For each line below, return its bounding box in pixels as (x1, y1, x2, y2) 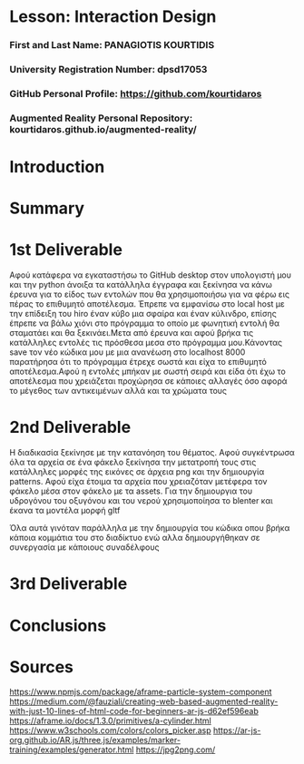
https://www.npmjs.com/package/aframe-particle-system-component (9, 687, 272, 698)
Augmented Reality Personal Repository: (9, 112, 193, 124)
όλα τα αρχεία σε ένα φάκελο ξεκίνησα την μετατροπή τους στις (9, 456, 257, 468)
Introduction (9, 157, 105, 178)
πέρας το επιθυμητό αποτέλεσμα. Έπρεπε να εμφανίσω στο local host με (9, 299, 286, 309)
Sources (9, 656, 74, 677)
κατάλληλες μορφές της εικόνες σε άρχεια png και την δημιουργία (9, 466, 265, 477)
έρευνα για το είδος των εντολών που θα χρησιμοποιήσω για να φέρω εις (9, 289, 290, 300)
